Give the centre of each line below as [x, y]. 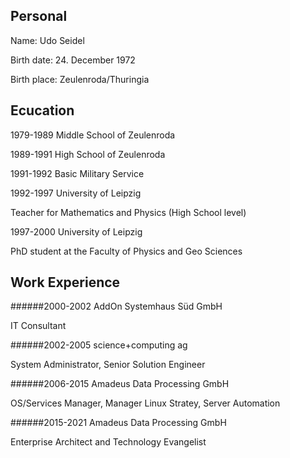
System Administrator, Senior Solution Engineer [108, 365]
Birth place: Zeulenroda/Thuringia [80, 79]
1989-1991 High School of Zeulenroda [88, 154]
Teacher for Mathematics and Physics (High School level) [128, 212]
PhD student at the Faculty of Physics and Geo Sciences [126, 251]
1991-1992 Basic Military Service [77, 173]
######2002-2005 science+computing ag [99, 345]
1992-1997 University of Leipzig [76, 193]
